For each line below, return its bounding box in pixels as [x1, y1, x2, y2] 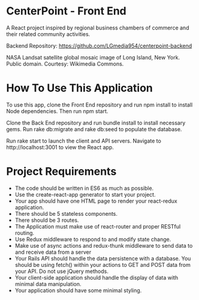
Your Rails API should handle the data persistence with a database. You [14, 254, 191, 262]
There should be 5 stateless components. [14, 210, 118, 217]
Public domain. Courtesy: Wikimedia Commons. [6, 60, 124, 67]
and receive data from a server [14, 248, 92, 256]
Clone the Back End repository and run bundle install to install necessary [6, 119, 186, 126]
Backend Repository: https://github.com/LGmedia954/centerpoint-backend [6, 42, 192, 49]
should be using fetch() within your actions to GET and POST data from [14, 261, 191, 268]
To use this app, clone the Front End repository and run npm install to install [6, 101, 193, 108]
